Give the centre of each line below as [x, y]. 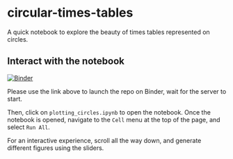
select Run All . [29, 127]
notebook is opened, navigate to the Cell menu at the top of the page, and [114, 119]
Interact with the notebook [66, 61]
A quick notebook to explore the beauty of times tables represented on [109, 32]
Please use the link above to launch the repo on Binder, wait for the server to [117, 91]
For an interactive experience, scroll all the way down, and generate [104, 140]
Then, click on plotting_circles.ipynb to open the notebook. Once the [109, 112]
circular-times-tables [70, 13]
